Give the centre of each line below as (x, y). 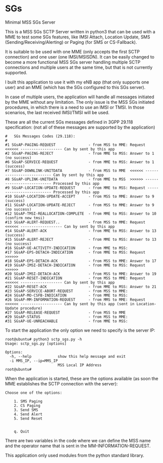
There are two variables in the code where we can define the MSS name (78, 440)
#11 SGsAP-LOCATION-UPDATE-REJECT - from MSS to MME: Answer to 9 (80, 205)
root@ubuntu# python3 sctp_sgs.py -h (44, 339)
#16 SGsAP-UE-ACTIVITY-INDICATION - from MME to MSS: (67, 248)
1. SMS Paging (28, 401)
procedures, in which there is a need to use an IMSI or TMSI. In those (75, 107)
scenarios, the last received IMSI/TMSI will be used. (57, 112)
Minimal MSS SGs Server (30, 22)
